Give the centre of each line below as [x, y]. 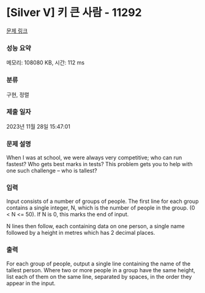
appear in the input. [31, 283]
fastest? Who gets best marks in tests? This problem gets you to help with [99, 164]
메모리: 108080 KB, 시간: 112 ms [45, 63]
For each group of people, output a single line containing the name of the [99, 264]
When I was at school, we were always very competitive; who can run [94, 158]
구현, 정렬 [18, 94]
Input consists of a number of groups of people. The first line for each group [102, 201]
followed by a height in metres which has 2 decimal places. [81, 233]
